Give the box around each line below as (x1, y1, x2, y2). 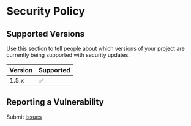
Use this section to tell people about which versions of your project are (6, 45, 185, 52)
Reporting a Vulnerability (6, 97, 104, 108)
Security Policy (6, 4, 86, 18)
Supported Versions (6, 29, 84, 39)
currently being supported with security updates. (6, 51, 130, 59)
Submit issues (6, 113, 42, 120)
